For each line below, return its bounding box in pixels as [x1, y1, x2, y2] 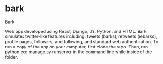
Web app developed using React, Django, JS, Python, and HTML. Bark [5, 28, 147, 34]
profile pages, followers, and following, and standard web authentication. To [5, 38, 159, 44]
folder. [5, 54, 18, 60]
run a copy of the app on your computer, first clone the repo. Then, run [5, 44, 148, 49]
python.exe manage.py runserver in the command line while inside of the [5, 49, 152, 55]
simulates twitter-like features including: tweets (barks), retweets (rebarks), [5, 33, 158, 39]
